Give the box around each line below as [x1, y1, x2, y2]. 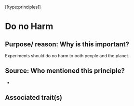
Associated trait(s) [5, 93, 63, 102]
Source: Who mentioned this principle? [5, 67, 125, 75]
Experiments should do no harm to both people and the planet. [5, 53, 129, 58]
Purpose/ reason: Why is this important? [5, 40, 129, 48]
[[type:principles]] [5, 4, 41, 10]
